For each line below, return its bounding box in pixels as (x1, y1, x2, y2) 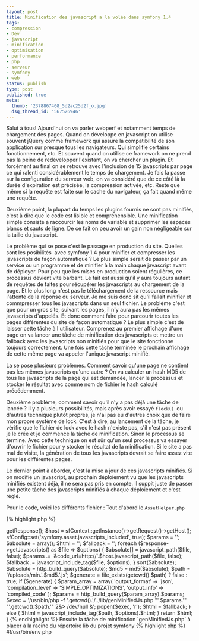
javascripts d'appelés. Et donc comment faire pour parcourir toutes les (6, 312, 179, 319)
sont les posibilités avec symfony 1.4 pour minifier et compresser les (6, 249, 175, 256)
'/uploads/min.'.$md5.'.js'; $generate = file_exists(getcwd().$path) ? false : (6, 571, 188, 578)
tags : (6, 20, 20, 26)
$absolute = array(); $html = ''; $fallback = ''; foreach (6, 540, 137, 547)
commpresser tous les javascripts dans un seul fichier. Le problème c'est (6, 300, 185, 307)
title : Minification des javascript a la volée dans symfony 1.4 (6, 14, 171, 20)
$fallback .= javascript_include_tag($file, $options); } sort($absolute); (6, 559, 176, 566)
